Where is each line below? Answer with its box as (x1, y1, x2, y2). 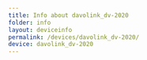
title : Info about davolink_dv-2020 (8, 11, 129, 19)
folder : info (8, 19, 51, 26)
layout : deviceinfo (8, 26, 73, 34)
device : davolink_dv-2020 (8, 41, 93, 48)
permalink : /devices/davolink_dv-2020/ (8, 33, 140, 41)
